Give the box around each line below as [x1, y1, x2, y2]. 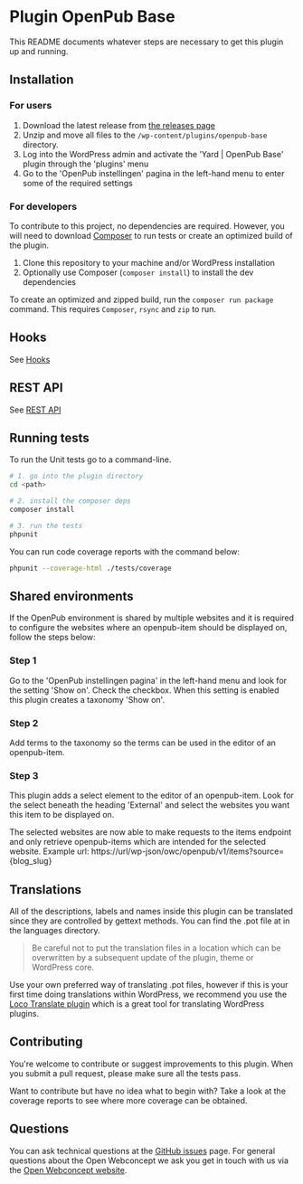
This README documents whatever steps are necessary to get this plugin [9, 36, 284, 47]
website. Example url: [9, 846, 90, 857]
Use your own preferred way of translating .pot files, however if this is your [9, 980, 289, 990]
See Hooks [9, 354, 51, 365]
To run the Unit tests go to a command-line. [9, 454, 172, 465]
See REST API [9, 404, 62, 415]
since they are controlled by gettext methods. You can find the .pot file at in [9, 915, 290, 926]
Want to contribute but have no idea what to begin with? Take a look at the [9, 1085, 287, 1096]
